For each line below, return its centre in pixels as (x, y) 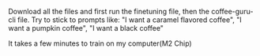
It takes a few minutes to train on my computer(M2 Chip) (100, 43)
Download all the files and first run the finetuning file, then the (109, 11)
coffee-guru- (232, 11)
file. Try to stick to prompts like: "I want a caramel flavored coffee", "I (130, 20)
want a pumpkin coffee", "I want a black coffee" (86, 28)
